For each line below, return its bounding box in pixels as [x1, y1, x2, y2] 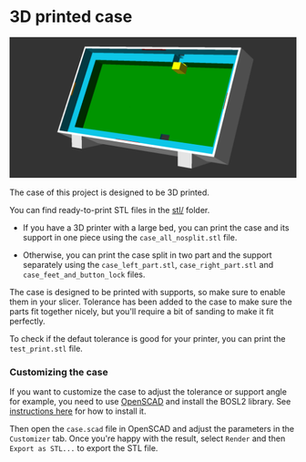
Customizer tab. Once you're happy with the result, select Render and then [9, 433, 286, 444]
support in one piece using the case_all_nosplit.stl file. [22, 232, 238, 243]
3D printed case [9, 6, 133, 27]
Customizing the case [9, 365, 108, 378]
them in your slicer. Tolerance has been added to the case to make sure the [9, 296, 293, 307]
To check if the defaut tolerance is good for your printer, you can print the [9, 334, 286, 344]
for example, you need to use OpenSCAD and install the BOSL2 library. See [9, 396, 291, 407]
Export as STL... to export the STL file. [9, 443, 158, 454]
